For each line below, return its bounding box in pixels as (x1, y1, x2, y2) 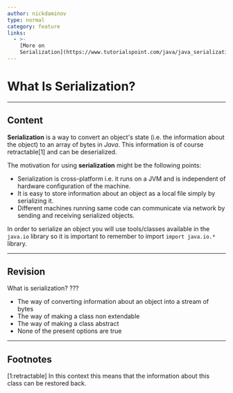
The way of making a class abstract (17, 320, 119, 328)
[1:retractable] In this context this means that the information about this (7, 372, 210, 381)
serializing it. (17, 196, 54, 205)
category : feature (7, 23, 60, 30)
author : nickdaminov (7, 10, 67, 17)
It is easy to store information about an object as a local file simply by (17, 189, 216, 197)
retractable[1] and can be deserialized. (7, 147, 117, 156)
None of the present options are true (17, 327, 122, 336)
